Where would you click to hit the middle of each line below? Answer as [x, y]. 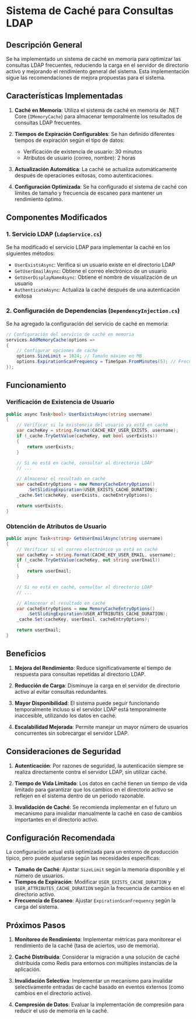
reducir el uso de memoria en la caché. [62, 1011]
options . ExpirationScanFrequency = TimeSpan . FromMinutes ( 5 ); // [96, 362]
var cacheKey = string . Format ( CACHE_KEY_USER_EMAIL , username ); [96, 555]
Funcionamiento [36, 385]
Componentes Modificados [57, 218]
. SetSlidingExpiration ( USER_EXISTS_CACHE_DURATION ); [92, 490]
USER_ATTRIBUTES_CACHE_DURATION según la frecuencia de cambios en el [99, 888]
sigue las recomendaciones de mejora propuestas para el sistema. [86, 78]
